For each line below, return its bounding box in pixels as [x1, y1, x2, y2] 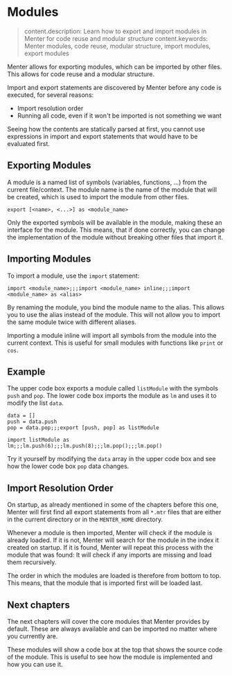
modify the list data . [7, 399, 64, 407]
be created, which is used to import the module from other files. [7, 192, 189, 201]
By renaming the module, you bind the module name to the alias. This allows [7, 303, 225, 312]
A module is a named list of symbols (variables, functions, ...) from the [7, 178, 208, 186]
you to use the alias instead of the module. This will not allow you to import [7, 310, 220, 318]
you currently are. [7, 632, 58, 640]
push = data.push [7, 418, 57, 426]
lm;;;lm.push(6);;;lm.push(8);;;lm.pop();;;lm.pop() [7, 442, 163, 450]
